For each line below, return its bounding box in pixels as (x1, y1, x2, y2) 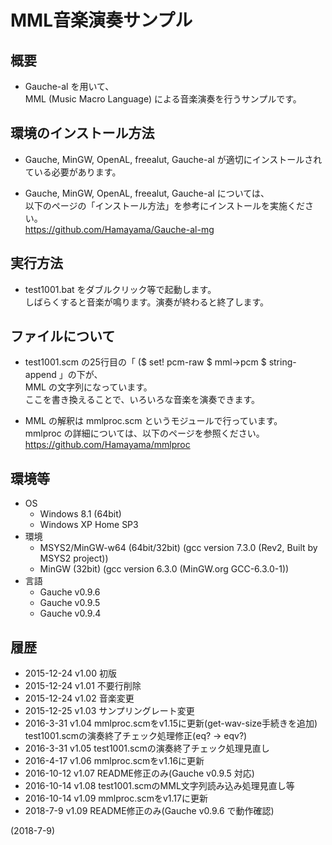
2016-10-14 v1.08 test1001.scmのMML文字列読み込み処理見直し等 (24, 780, 295, 792)
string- (268, 356, 297, 368)
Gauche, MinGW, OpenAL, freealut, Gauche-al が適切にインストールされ (24, 153, 323, 165)
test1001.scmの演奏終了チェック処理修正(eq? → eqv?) (24, 730, 248, 742)
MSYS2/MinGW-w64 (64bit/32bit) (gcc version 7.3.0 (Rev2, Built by (39, 542, 318, 554)
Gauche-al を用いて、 (24, 81, 115, 92)
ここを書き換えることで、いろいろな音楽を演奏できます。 (24, 394, 260, 406)
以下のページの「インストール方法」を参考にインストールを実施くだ (24, 199, 305, 211)
